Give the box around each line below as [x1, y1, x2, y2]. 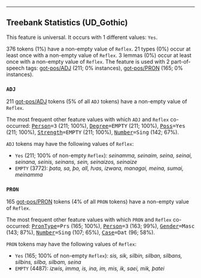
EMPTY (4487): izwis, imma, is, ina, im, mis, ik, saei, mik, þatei [14, 265, 165, 272]
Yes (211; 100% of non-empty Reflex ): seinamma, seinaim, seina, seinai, [14, 152, 193, 159]
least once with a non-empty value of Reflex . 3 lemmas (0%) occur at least [6, 52, 191, 59]
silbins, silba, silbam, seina [14, 259, 82, 266]
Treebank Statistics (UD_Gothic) [6, 17, 129, 28]
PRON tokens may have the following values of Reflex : [6, 241, 136, 248]
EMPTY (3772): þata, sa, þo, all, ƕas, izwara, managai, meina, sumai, [14, 165, 184, 172]
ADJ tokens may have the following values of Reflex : [6, 141, 134, 148]
